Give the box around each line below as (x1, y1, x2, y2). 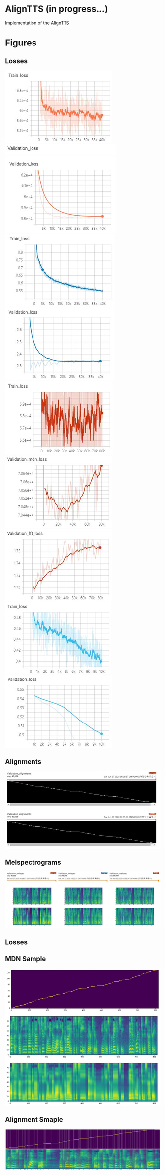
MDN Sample (5, 954, 46, 963)
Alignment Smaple (5, 1115, 63, 1124)
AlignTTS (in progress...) (5, 3, 108, 15)
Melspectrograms (5, 858, 61, 866)
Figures (5, 37, 37, 48)
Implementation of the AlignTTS (5, 20, 69, 26)
